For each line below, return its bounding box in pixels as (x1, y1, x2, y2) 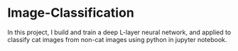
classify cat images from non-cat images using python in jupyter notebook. (7, 35, 227, 43)
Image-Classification (7, 5, 135, 21)
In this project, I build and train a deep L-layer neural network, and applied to (7, 28, 232, 36)
